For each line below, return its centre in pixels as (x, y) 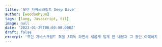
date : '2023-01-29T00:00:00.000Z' (40, 28)
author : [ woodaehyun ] (27, 14)
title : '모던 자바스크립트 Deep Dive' (40, 10)
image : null (17, 23)
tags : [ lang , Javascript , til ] (37, 19)
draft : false (18, 32)
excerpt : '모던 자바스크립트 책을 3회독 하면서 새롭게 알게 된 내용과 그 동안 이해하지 (81, 37)
